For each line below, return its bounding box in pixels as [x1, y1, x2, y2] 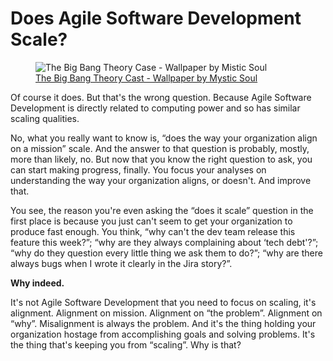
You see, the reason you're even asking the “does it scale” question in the [10, 204, 314, 216]
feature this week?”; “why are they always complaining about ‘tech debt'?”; [10, 236, 319, 248]
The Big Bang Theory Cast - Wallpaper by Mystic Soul [35, 72, 258, 84]
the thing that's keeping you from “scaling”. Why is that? [10, 338, 242, 351]
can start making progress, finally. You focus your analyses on [10, 163, 267, 176]
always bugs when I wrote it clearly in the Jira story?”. [10, 257, 233, 269]
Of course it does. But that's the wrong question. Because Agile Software [10, 91, 312, 103]
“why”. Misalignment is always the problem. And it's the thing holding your [10, 317, 317, 329]
